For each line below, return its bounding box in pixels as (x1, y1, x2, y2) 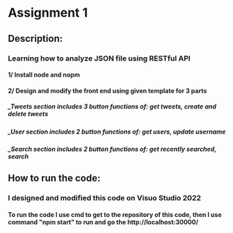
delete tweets (8, 110, 49, 118)
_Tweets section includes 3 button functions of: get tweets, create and (8, 102, 217, 111)
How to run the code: (8, 172, 101, 184)
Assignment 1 (8, 5, 88, 21)
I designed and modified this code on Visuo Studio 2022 (8, 193, 201, 203)
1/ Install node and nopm (8, 71, 81, 79)
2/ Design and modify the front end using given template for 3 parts (8, 86, 207, 95)
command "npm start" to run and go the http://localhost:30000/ (8, 218, 199, 226)
